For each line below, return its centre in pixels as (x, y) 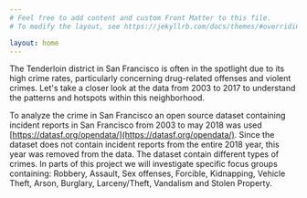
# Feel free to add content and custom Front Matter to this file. (141, 18)
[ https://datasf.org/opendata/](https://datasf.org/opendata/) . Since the (142, 135)
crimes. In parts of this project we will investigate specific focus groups (144, 164)
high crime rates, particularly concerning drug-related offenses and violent (150, 78)
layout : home (34, 43)
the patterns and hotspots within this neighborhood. (107, 98)
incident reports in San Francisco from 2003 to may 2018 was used (136, 125)
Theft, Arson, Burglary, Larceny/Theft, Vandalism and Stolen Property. (141, 183)
